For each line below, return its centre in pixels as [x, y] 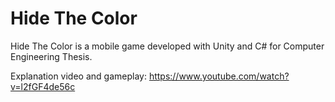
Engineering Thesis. [51, 56]
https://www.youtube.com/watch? [219, 76]
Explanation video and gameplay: [78, 76]
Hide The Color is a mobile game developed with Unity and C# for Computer [167, 46]
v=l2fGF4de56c [43, 86]
